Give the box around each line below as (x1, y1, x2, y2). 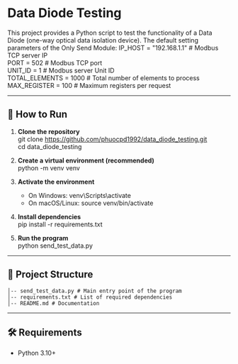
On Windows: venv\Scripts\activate (28, 191, 131, 199)
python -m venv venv (17, 163, 80, 172)
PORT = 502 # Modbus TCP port (7, 58, 103, 67)
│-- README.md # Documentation (7, 299, 100, 307)
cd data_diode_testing (17, 142, 82, 150)
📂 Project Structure (7, 268, 93, 281)
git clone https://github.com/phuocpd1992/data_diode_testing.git (17, 135, 208, 143)
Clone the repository (17, 127, 80, 136)
